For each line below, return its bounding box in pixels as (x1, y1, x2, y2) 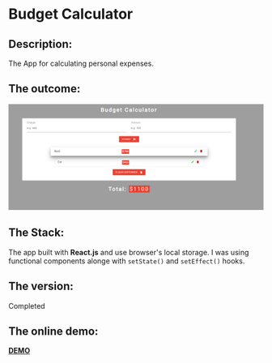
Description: (8, 37, 73, 51)
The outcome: (8, 82, 81, 96)
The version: (8, 280, 74, 293)
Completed (8, 301, 46, 310)
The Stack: (8, 226, 65, 240)
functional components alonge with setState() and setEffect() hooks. (8, 256, 245, 266)
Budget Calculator (8, 5, 134, 23)
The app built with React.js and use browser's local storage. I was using (8, 247, 249, 257)
